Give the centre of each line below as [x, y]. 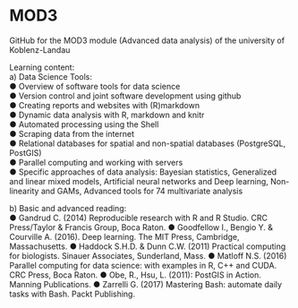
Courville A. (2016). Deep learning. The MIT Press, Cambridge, [124, 236]
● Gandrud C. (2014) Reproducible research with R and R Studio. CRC [139, 218]
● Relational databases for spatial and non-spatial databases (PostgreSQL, [148, 143]
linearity [24, 191]
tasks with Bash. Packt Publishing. [72, 294]
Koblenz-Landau [40, 49]
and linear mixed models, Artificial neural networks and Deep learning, [139, 181]
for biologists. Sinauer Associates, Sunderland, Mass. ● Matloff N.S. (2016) [148, 255]
